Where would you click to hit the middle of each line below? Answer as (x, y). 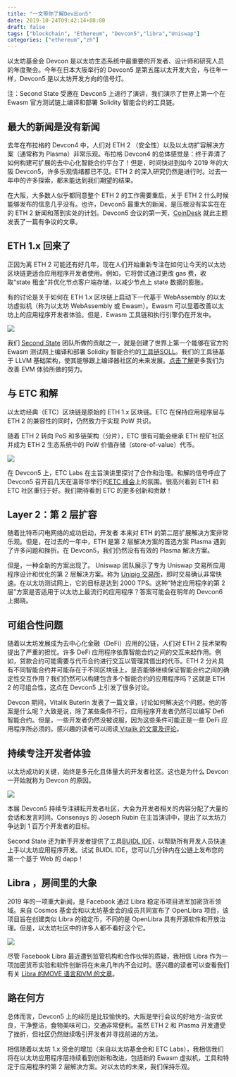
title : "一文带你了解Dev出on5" (49, 14)
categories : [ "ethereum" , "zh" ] (53, 40)
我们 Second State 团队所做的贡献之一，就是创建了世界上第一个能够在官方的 (118, 343)
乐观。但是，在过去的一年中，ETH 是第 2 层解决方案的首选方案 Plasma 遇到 (117, 542)
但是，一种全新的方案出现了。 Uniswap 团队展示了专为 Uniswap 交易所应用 (116, 565)
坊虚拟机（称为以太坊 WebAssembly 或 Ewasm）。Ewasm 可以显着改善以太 (116, 306)
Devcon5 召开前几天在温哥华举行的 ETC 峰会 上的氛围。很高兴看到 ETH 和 (113, 481)
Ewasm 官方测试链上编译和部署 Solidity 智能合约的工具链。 (93, 102)
